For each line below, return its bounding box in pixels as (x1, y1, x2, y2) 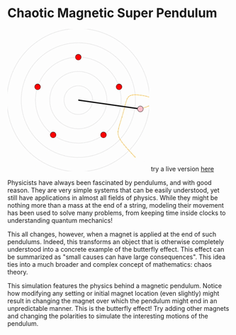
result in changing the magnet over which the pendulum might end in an (7, 297, 218, 305)
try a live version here (150, 164, 215, 173)
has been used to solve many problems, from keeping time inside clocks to (7, 208, 226, 217)
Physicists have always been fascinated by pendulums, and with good (7, 178, 212, 186)
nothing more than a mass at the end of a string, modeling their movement (7, 201, 225, 209)
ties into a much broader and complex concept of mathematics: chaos (7, 260, 213, 268)
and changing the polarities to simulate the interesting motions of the (7, 312, 208, 320)
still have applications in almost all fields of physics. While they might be (7, 193, 218, 202)
